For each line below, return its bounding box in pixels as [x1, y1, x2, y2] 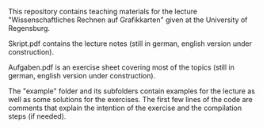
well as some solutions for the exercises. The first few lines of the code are [8, 95, 253, 104]
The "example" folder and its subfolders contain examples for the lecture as [8, 86, 256, 96]
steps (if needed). [8, 112, 67, 121]
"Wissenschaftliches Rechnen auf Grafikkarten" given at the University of [8, 15, 248, 25]
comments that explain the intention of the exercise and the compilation [8, 103, 242, 112]
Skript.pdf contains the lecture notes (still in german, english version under [8, 39, 252, 48]
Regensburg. [8, 24, 50, 32]
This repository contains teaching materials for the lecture [8, 7, 198, 16]
